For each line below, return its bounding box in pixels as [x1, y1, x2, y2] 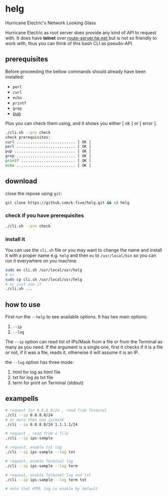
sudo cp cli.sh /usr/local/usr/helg [5, 277, 82, 282]
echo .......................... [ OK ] [5, 163, 92, 168]
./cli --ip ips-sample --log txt [5, 449, 76, 455]
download [5, 177, 37, 186]
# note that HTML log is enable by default [5, 486, 98, 491]
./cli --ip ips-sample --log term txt [5, 477, 87, 482]
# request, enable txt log [5, 445, 62, 450]
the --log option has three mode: [5, 359, 74, 366]
